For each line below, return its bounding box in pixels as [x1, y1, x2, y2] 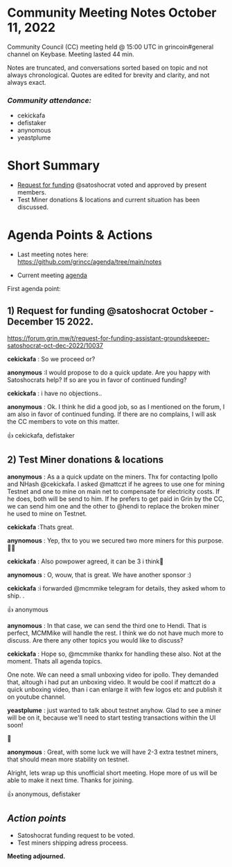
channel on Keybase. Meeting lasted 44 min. [7, 50, 135, 58]
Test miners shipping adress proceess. [17, 839, 128, 847]
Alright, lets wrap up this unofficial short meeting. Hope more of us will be [7, 768, 217, 777]
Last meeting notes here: [17, 250, 89, 258]
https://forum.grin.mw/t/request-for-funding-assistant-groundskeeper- [7, 333, 210, 342]
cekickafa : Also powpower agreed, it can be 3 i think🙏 [7, 557, 164, 565]
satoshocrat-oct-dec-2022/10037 [7, 341, 104, 349]
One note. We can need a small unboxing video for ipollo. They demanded [7, 670, 219, 679]
